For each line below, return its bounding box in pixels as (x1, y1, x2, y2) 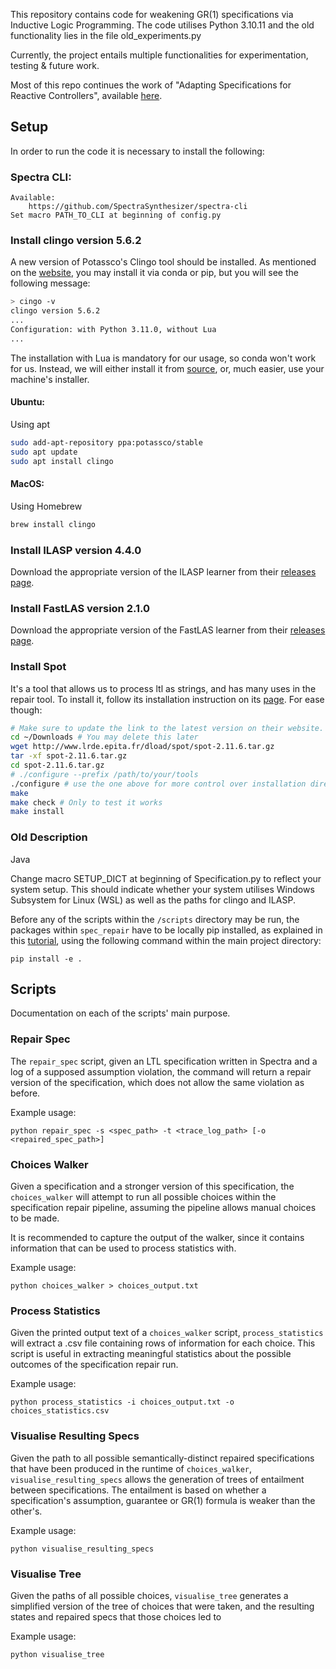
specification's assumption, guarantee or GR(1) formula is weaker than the (10, 1494, 316, 1506)
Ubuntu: (10, 396, 46, 408)
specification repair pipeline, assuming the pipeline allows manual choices (10, 1202, 317, 1214)
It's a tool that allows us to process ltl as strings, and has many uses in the (10, 682, 317, 694)
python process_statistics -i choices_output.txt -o (10, 1397, 235, 1408)
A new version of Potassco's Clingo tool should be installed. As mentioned (10, 256, 317, 268)
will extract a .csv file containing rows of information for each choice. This (10, 1337, 316, 1349)
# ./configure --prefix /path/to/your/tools (10, 769, 199, 779)
